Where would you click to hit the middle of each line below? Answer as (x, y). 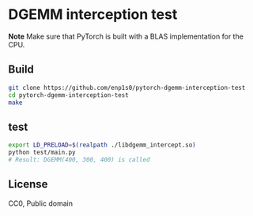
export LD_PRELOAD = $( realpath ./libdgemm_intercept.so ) (102, 145)
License (28, 184)
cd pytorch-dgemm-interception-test (68, 95)
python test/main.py (42, 153)
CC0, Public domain (41, 203)
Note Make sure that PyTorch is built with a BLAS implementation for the (126, 36)
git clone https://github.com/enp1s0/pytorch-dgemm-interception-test (127, 88)
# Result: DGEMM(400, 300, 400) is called (79, 159)
